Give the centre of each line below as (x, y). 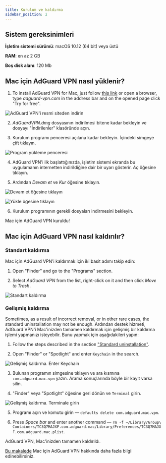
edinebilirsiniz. (20, 456)
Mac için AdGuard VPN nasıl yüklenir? (65, 81)
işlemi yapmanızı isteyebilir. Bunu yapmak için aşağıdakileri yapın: (72, 335)
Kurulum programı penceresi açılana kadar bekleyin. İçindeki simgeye (83, 138)
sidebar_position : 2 (27, 14)
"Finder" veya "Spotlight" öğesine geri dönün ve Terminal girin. (77, 393)
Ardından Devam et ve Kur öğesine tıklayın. (56, 182)
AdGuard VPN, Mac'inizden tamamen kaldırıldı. (53, 441)
